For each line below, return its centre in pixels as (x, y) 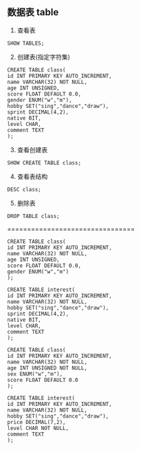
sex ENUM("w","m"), (35, 374)
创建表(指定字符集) (44, 56)
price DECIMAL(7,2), (37, 422)
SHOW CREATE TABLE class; (44, 163)
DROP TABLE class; (33, 216)
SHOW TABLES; (26, 43)
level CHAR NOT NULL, (38, 428)
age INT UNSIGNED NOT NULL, (47, 368)
